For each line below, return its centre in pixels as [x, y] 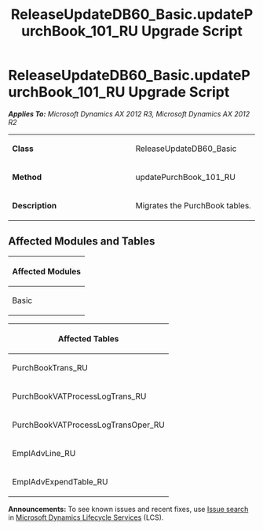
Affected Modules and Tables [82, 241]
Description [35, 205]
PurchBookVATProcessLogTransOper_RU [88, 425]
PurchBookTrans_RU [50, 367]
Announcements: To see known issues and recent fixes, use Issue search [128, 509]
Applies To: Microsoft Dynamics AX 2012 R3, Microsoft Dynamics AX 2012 [129, 114]
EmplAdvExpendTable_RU [60, 481]
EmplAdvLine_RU [44, 453]
